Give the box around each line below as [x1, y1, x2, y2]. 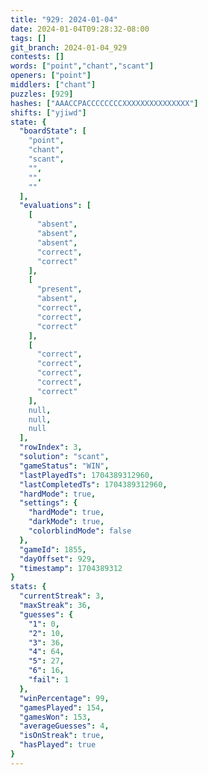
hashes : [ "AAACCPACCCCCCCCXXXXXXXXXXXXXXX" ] [10, 98, 199, 108]
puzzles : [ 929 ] [10, 89, 74, 99]
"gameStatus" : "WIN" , [19, 461, 110, 471]
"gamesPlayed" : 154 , [19, 702, 105, 713]
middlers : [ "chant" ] [10, 80, 97, 90]
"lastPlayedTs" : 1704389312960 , [19, 470, 155, 480]
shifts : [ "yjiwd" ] [10, 107, 87, 118]
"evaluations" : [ [19, 201, 92, 211]
